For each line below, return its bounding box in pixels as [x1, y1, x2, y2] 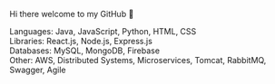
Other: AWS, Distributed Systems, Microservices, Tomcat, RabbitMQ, [9, 55, 267, 65]
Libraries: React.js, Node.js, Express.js [9, 36, 152, 46]
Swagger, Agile [9, 64, 66, 75]
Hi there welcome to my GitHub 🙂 [9, 9, 134, 19]
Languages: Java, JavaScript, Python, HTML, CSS [9, 26, 197, 36]
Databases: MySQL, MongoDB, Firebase [9, 45, 161, 56]
